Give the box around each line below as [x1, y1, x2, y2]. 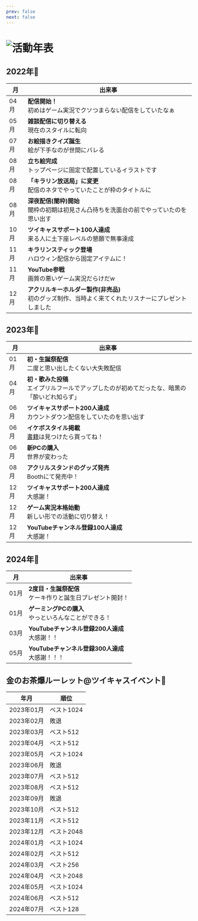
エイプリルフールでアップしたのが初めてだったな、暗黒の [27, 384, 187, 393]
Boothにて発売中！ [27, 473, 79, 481]
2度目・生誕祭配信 [28, 585, 80, 593]
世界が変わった [27, 453, 69, 461]
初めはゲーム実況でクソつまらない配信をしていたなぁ [27, 106, 175, 114]
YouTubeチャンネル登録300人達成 [28, 645, 124, 653]
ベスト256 [49, 860, 80, 868]
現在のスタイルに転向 [27, 126, 87, 134]
